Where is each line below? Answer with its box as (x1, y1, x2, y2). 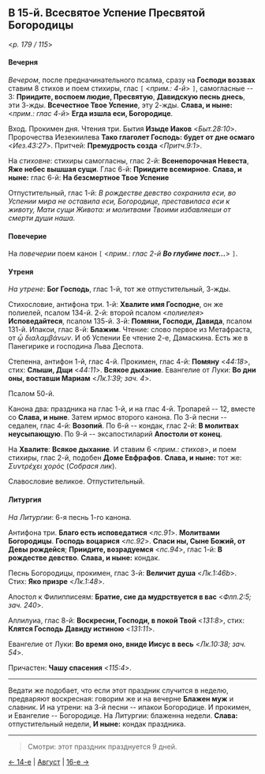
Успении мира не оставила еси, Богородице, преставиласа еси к (8, 196, 230, 206)
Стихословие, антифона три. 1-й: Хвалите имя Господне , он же (8, 300, 223, 309)
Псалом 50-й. (8, 389, 55, 398)
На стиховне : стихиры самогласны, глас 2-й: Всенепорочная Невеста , (8, 156, 249, 166)
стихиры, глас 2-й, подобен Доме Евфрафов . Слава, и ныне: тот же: (8, 453, 242, 462)
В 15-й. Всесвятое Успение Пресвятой (8, 6, 205, 20)
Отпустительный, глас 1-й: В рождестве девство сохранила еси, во (8, 189, 237, 198)
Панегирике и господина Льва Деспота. (8, 342, 144, 351)
